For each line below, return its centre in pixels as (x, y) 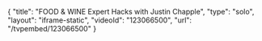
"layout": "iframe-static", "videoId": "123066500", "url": (99, 20)
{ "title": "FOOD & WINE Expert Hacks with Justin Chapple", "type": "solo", (131, 12)
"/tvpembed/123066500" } (52, 29)
